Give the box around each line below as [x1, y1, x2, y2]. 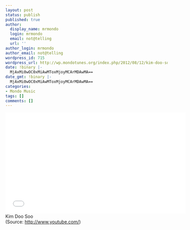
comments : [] [5, 98, 33, 103]
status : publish [5, 12, 40, 17]
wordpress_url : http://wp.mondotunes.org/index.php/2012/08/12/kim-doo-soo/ [5, 60, 174, 65]
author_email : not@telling [5, 50, 63, 55]
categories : [5, 84, 31, 89]
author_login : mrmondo [5, 46, 54, 51]
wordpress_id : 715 [5, 55, 45, 61]
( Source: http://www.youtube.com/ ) [5, 219, 81, 225]
